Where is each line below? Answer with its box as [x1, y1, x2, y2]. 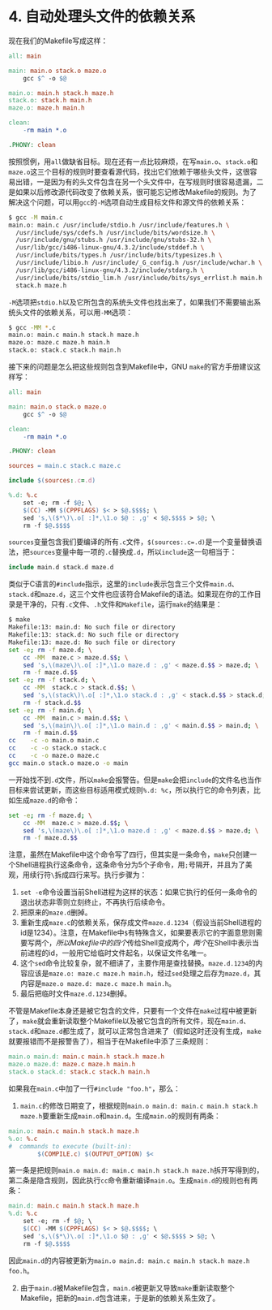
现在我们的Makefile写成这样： [8, 36, 108, 45]
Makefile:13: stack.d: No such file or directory [8, 631, 180, 639]
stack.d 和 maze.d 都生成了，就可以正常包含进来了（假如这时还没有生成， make [8, 1027, 261, 1036]
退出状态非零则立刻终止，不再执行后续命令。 [19, 897, 170, 907]
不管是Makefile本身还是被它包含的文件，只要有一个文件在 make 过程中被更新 [8, 1006, 257, 1016]
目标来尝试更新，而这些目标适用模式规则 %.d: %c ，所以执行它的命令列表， [8, 785, 254, 794]
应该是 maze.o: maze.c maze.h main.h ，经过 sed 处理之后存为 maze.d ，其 [27, 968, 261, 979]
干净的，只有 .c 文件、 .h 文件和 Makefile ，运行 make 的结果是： [22, 599, 223, 609]
